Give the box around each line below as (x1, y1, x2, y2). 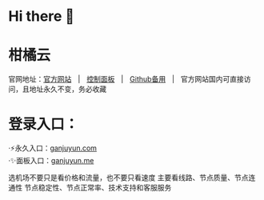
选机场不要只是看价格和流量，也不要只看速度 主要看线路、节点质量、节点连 (8, 173, 256, 182)
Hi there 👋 (8, 7, 74, 26)
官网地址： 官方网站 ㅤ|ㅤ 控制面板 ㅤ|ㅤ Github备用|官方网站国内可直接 (8, 74, 244, 84)
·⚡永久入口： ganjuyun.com (8, 143, 98, 153)
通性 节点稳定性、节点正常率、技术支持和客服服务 (8, 183, 172, 193)
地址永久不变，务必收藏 (29, 84, 106, 94)
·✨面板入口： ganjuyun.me (8, 156, 94, 166)
